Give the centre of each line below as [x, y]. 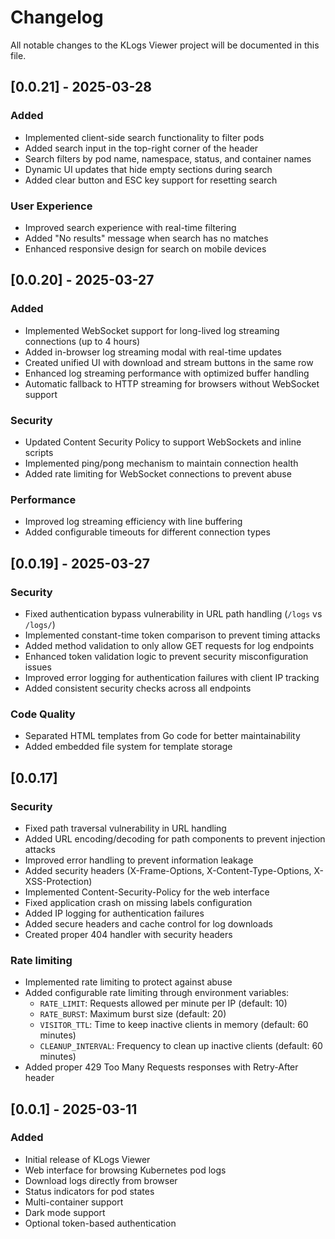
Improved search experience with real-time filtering [130, 227]
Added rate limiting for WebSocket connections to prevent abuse [158, 473]
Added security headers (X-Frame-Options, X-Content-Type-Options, [168, 870]
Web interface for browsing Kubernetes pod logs [125, 1170]
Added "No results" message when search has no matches [146, 238]
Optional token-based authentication [100, 1223]
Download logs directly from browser [101, 1180]
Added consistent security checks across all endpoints [138, 688]
